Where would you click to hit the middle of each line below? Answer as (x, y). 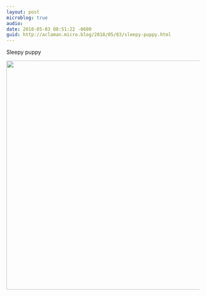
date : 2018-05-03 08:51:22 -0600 (49, 29)
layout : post (23, 12)
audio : (15, 23)
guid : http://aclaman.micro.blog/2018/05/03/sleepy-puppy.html (89, 35)
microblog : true (27, 18)
